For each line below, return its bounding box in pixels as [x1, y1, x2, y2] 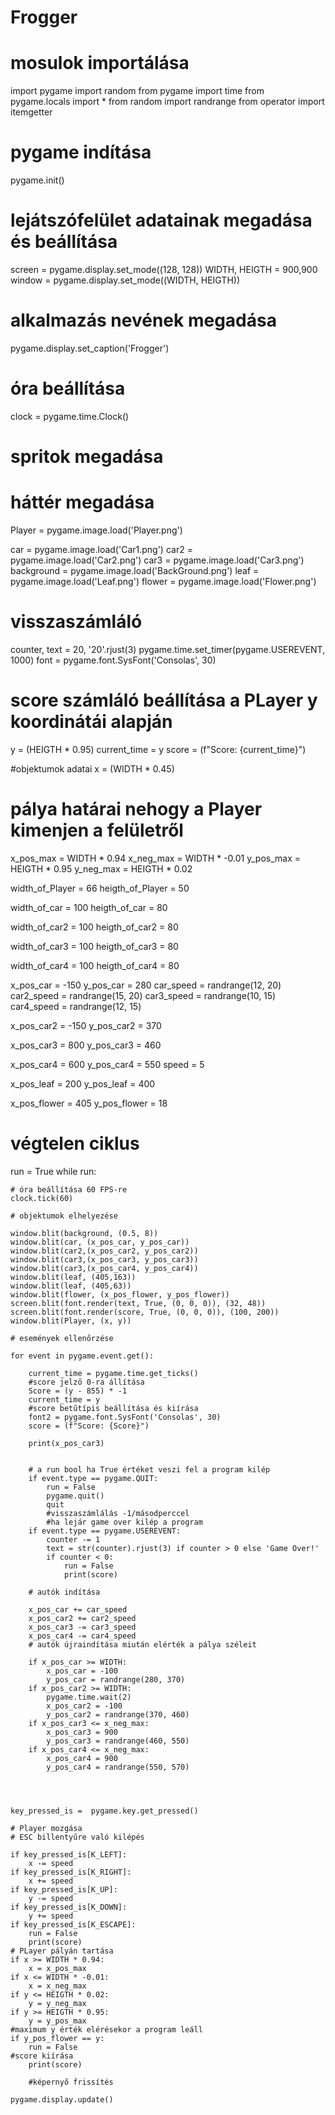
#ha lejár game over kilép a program [46, 1517, 203, 1527]
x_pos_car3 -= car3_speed [28, 1622, 137, 1632]
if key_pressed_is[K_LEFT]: [10, 1849, 128, 1860]
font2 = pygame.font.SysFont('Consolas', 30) [28, 1412, 222, 1422]
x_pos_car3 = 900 [46, 1727, 118, 1737]
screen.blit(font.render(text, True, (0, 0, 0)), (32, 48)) [10, 1298, 267, 1308]
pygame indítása [10, 141, 152, 164]
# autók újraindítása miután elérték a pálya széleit [28, 1639, 257, 1650]
